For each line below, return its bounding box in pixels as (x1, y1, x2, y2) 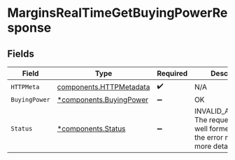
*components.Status (57, 124, 126, 133)
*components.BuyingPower (57, 95, 149, 105)
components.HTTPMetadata (57, 82, 150, 92)
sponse (7, 20, 52, 36)
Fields (7, 48, 35, 60)
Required (157, 69, 188, 78)
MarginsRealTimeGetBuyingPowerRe (7, 5, 228, 21)
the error (194, 133, 224, 142)
